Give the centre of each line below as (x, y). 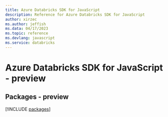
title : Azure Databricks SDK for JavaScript (53, 10)
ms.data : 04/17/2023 (27, 29)
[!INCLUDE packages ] (28, 109)
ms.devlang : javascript (30, 38)
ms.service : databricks (30, 43)
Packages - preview (37, 97)
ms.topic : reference (27, 33)
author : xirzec (21, 19)
